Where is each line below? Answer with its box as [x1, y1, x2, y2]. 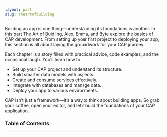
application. [5, 108, 29, 114]
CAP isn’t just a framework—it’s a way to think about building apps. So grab [5, 97, 160, 103]
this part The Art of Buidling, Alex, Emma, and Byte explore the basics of [5, 31, 153, 37]
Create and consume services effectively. [12, 77, 98, 83]
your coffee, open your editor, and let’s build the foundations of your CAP [5, 102, 155, 108]
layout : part [5, 7, 32, 12]
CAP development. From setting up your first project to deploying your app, [5, 36, 159, 42]
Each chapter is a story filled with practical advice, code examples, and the [5, 51, 159, 57]
